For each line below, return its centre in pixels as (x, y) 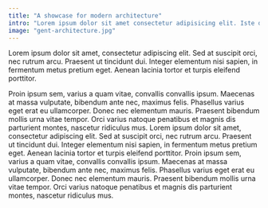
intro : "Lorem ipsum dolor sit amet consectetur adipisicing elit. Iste (132, 23)
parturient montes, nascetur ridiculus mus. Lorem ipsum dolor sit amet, (125, 128)
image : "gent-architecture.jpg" (62, 30)
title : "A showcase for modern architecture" (85, 16)
